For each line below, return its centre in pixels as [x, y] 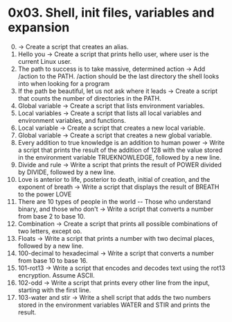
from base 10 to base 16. [53, 260]
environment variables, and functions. [72, 120]
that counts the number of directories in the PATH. [89, 98]
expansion [39, 27]
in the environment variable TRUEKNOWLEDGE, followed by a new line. [119, 157]
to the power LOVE [45, 194]
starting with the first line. [54, 290]
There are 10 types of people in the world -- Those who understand [114, 201]
